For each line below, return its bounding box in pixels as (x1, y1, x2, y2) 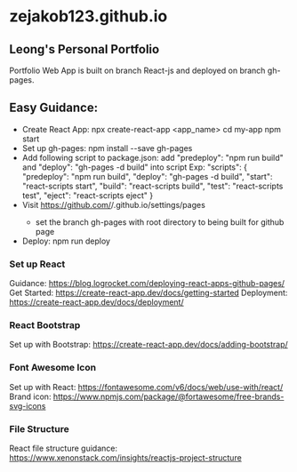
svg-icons (9, 400, 46, 411)
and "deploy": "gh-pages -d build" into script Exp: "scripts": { (21, 162, 247, 172)
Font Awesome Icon (9, 362, 96, 374)
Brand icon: (9, 391, 52, 402)
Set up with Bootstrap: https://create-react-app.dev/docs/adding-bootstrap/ (9, 340, 289, 350)
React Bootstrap (9, 319, 81, 332)
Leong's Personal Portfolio (9, 42, 160, 57)
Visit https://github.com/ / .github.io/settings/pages (21, 199, 206, 210)
